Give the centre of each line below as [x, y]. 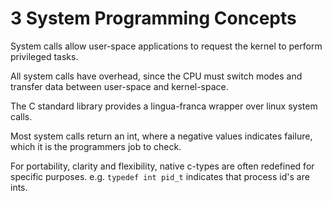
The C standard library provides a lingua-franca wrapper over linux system [164, 106]
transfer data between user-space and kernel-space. [119, 86]
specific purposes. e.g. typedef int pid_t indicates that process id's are [160, 176]
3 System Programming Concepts [153, 18]
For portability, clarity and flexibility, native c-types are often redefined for [162, 166]
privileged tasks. [44, 56]
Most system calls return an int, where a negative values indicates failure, [161, 136]
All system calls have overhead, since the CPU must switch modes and [156, 76]
